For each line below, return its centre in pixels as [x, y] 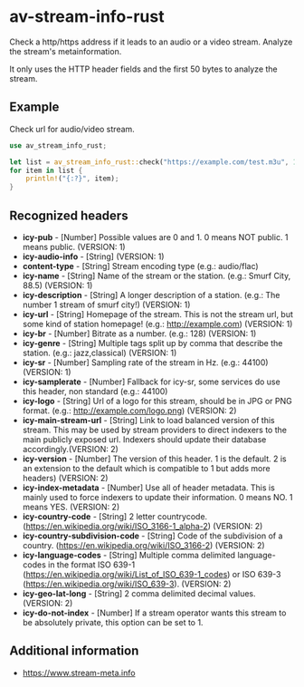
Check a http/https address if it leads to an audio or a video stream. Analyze [151, 42]
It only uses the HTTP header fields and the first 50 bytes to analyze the [143, 69]
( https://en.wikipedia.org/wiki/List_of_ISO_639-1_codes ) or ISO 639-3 [152, 574]
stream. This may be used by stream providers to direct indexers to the [155, 430]
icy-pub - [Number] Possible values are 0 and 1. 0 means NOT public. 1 [155, 237]
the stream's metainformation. [66, 51]
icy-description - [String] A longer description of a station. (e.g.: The [151, 295]
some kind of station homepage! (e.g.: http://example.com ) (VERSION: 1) [157, 324]
